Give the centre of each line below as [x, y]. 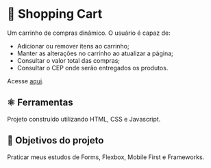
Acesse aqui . [25, 81]
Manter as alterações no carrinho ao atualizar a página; [95, 53]
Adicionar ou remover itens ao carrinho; [73, 46]
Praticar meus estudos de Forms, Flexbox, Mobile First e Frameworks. [106, 157]
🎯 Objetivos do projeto [55, 140]
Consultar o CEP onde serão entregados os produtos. [92, 68]
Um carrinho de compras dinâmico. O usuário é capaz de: [89, 33]
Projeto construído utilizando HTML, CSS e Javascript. [84, 119]
